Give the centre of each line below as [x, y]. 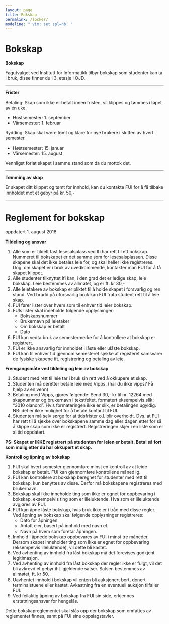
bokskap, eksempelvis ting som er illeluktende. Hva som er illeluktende [86, 499]
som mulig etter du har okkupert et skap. [49, 447]
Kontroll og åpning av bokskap [38, 457]
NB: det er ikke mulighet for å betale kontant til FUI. [65, 411]
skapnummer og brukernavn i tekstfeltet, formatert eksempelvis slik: [83, 400]
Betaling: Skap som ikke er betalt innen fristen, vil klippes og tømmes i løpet [84, 103]
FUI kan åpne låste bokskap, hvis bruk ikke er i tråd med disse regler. [84, 510]
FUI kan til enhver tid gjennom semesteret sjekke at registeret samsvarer [88, 354]
